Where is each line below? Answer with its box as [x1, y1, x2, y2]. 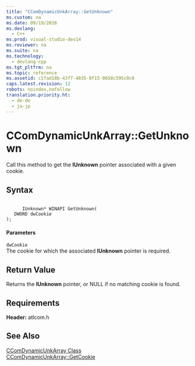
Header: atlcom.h [6, 314, 49, 321]
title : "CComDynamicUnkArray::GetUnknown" [6, 8, 113, 15]
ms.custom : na [6, 14, 42, 20]
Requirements [6, 298, 60, 308]
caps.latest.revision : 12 [6, 81, 70, 87]
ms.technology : [6, 53, 44, 59]
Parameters [6, 229, 36, 236]
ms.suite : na [6, 48, 39, 54]
